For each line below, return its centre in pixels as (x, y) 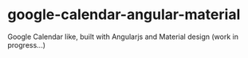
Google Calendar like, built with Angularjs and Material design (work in (123, 37)
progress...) (26, 44)
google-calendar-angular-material (124, 15)
